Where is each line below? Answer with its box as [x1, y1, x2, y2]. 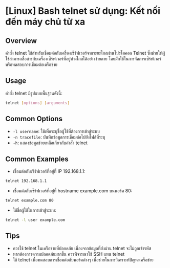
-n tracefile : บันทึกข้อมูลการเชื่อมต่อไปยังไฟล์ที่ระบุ [12, 133, 105, 140]
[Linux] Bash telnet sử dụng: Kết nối [5, 5, 160, 17]
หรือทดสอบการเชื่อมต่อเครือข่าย [5, 61, 58, 68]
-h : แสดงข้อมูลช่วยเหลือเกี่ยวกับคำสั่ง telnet [12, 140, 88, 146]
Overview [5, 36, 37, 45]
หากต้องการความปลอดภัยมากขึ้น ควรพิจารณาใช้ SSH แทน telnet [12, 251, 124, 257]
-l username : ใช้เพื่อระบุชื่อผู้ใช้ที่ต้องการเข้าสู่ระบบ [12, 128, 100, 134]
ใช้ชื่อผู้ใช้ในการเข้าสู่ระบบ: [12, 207, 56, 213]
